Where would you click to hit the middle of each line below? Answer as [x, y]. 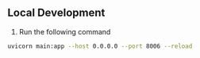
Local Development [56, 13]
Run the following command [65, 31]
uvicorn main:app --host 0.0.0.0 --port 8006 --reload [100, 46]
